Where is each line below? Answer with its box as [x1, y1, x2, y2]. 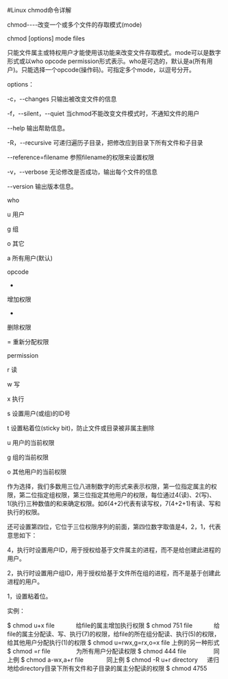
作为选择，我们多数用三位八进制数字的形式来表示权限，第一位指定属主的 [7, 483, 211, 490]
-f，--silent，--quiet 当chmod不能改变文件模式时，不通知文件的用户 [7, 109, 200, 117]
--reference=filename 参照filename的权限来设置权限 [7, 153, 155, 161]
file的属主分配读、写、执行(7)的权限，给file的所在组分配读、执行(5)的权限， [7, 630, 220, 638]
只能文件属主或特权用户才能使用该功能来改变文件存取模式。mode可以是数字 [7, 49, 221, 56]
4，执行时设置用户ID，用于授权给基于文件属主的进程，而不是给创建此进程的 [7, 546, 221, 554]
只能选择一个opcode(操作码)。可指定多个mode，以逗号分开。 [21, 66, 195, 73]
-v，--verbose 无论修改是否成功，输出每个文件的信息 [7, 168, 157, 176]
